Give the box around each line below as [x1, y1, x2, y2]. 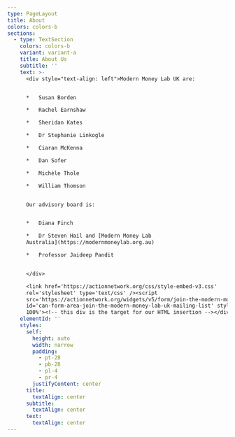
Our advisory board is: [25, 201, 96, 208]
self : [25, 328, 42, 336]
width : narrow [32, 341, 73, 348]
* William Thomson [25, 182, 86, 189]
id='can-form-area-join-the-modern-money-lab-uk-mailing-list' [25, 302, 215, 310]
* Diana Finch [25, 220, 73, 227]
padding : [32, 348, 58, 355]
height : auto [32, 335, 71, 342]
